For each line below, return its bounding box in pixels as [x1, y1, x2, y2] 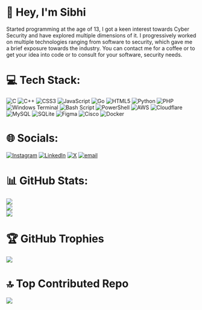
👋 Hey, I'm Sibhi [6, 5, 86, 19]
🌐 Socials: [6, 131, 58, 145]
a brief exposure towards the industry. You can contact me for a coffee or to [6, 45, 195, 52]
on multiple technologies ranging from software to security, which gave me [6, 38, 193, 45]
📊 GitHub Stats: [6, 174, 89, 188]
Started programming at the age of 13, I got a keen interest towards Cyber [6, 25, 190, 33]
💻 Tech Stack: [6, 74, 81, 87]
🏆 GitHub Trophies [6, 232, 104, 245]
